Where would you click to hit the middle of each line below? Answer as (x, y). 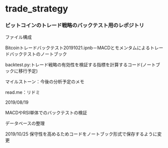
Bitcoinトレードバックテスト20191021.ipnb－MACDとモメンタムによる (78, 48)
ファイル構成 (18, 37)
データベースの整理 (25, 123)
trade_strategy (37, 9)
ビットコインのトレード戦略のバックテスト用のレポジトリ (75, 26)
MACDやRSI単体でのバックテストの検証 (46, 113)
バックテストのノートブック (38, 54)
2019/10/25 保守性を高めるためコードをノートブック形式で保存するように (81, 134)
